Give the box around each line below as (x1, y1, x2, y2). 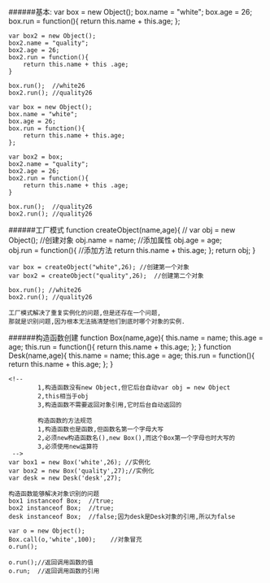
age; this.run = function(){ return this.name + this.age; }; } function (8, 342, 232, 351)
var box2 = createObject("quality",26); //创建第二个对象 (8, 272, 204, 280)
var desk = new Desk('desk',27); (8, 474, 122, 482)
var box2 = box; (8, 153, 63, 161)
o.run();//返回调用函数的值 (8, 559, 94, 567)
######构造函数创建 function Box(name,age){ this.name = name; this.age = (8, 333, 264, 342)
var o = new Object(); (8, 527, 85, 535)
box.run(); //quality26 (8, 202, 93, 211)
